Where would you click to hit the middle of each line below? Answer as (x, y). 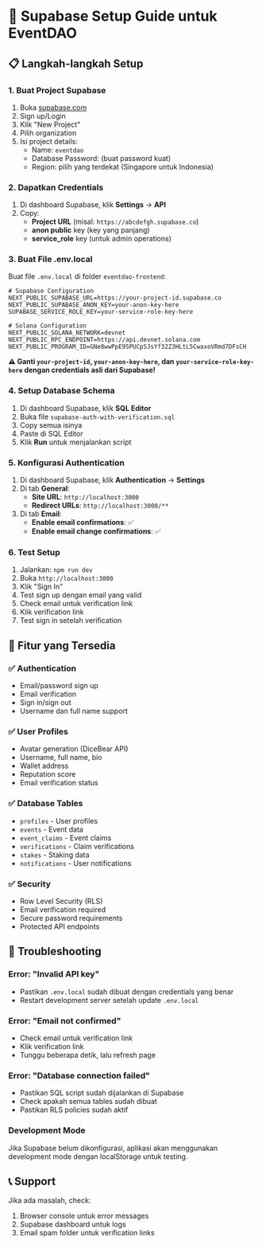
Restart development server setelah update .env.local (109, 1000)
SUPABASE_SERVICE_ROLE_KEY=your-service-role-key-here (101, 312)
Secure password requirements (71, 918)
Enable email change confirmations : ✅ (96, 531)
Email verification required (62, 909)
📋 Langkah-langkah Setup (76, 63)
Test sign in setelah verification (71, 621)
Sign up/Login (42, 115)
